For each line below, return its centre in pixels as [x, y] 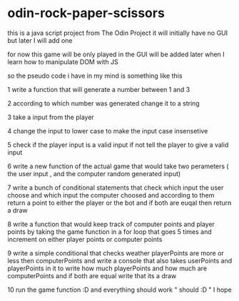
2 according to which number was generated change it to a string [103, 103]
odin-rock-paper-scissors [86, 13]
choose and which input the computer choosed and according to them [111, 195]
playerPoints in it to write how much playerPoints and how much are [107, 268]
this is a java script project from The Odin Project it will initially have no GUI [118, 33]
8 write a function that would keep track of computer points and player [111, 224]
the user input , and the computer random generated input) [94, 173]
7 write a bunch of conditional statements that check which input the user [116, 188]
